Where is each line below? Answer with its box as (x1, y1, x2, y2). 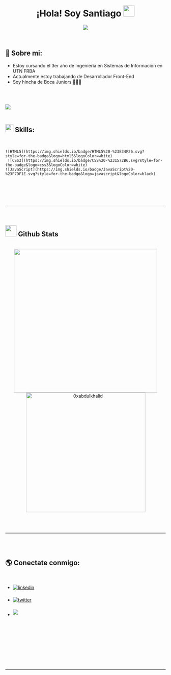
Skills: (14, 126, 35, 134)
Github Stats (17, 230, 59, 238)
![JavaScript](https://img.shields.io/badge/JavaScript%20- (5, 166, 136, 172)
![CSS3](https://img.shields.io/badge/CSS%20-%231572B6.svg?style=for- (7, 158, 163, 163)
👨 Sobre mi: (5, 49, 43, 58)
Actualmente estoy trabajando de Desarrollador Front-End (12, 73, 134, 79)
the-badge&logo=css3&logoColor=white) (5, 162, 88, 167)
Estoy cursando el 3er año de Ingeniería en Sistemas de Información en (12, 62, 163, 68)
